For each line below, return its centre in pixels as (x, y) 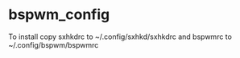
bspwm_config (59, 15)
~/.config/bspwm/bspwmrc (54, 44)
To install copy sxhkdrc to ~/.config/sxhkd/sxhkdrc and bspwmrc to (120, 37)
